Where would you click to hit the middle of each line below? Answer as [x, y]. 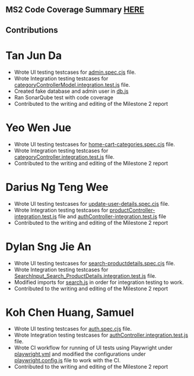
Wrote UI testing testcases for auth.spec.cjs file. [73, 329]
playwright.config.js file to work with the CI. [67, 361]
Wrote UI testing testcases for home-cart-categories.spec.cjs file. [95, 144]
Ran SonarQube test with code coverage [64, 97]
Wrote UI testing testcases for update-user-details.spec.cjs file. [92, 203]
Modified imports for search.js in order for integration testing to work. [99, 282]
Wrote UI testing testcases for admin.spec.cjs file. [75, 72]
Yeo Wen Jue [39, 128]
